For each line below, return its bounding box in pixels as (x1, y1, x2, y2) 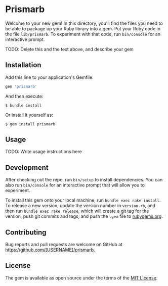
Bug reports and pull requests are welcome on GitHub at (5, 242, 123, 248)
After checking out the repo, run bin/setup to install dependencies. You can (5, 177, 163, 183)
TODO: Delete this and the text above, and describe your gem (5, 46, 134, 52)
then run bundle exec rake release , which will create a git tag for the (5, 208, 149, 214)
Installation (5, 61, 41, 69)
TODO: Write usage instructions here (5, 149, 82, 155)
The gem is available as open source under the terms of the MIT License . (5, 274, 158, 281)
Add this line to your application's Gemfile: (5, 74, 94, 80)
